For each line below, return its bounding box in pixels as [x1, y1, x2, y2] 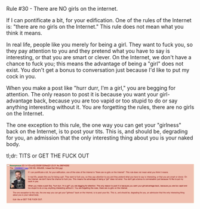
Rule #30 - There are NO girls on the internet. [6, 5, 118, 12]
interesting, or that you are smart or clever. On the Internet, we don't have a [6, 54, 192, 60]
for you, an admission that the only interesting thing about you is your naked [6, 134, 193, 141]
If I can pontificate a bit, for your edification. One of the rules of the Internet [6, 17, 192, 23]
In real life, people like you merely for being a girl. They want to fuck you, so [6, 41, 193, 48]
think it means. [6, 29, 43, 37]
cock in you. [6, 73, 36, 80]
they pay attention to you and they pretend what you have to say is [6, 47, 170, 54]
